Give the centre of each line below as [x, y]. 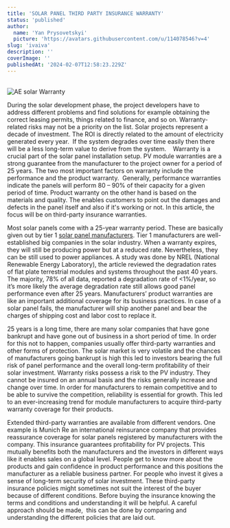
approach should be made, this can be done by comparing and [97, 510]
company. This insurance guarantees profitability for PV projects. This [106, 444]
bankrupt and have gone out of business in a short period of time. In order [112, 336]
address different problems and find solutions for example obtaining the [108, 112]
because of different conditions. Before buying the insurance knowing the [112, 495]
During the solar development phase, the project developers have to [104, 104]
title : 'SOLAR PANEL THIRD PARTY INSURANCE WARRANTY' [86, 13]
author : [18, 26]
